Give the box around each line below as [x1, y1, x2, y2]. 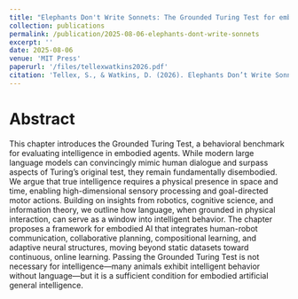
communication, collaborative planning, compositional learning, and [9, 232, 257, 243]
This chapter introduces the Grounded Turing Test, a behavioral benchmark [9, 138, 286, 149]
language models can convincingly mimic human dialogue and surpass [9, 157, 269, 168]
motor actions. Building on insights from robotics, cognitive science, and [9, 194, 274, 205]
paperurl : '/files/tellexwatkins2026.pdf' [9, 63, 169, 72]
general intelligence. [9, 279, 84, 290]
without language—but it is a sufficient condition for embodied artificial [9, 270, 269, 280]
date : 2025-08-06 [9, 46, 74, 55]
